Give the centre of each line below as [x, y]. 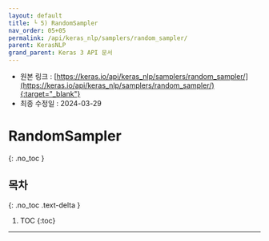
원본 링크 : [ [38, 76]
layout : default [35, 16]
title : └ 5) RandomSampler [53, 23]
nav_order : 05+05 [37, 30]
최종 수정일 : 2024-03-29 [60, 103]
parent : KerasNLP [37, 45]
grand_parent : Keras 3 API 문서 [61, 53]
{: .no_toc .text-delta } [44, 205]
